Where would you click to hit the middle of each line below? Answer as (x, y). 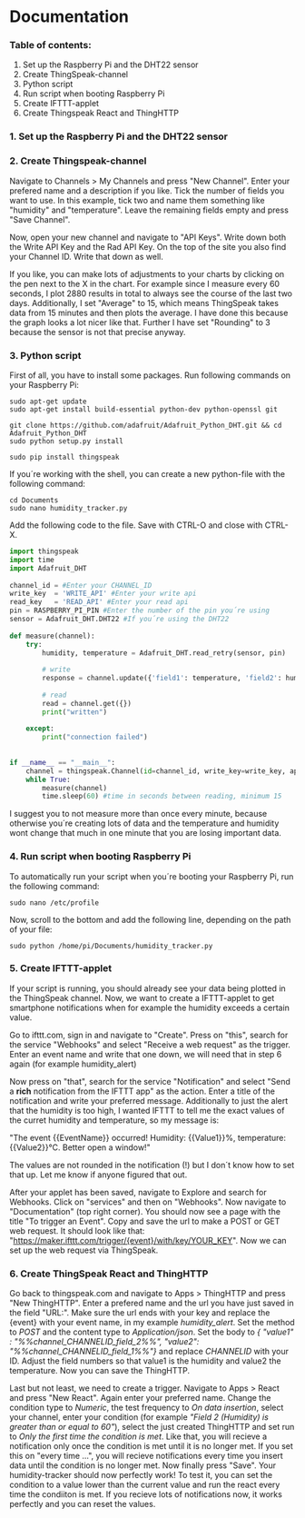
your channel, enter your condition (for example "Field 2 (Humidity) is (139, 1417)
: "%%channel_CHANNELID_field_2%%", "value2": (104, 1342)
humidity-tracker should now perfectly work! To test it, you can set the (141, 1475)
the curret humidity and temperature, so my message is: (114, 1120)
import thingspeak (44, 551)
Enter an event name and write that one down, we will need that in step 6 (146, 1054)
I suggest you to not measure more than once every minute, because (138, 814)
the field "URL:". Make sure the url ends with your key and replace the (140, 1313)
